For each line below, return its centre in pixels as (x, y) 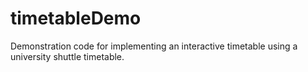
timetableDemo (76, 18)
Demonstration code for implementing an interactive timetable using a (154, 46)
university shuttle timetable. (67, 56)
